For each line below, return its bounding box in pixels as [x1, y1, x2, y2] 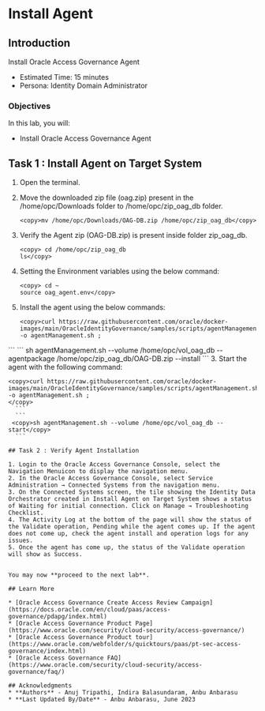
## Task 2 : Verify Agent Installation [8, 447, 140, 455]
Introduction [8, 36, 71, 50]
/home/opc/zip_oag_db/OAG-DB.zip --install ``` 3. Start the [56, 354, 247, 363]
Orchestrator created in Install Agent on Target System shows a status [8, 495, 252, 503]
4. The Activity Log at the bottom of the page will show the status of [8, 516, 252, 524]
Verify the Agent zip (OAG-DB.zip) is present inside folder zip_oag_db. [19, 231, 248, 240]
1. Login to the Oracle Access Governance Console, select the [8, 461, 221, 468]
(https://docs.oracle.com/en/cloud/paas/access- [8, 606, 171, 614]
